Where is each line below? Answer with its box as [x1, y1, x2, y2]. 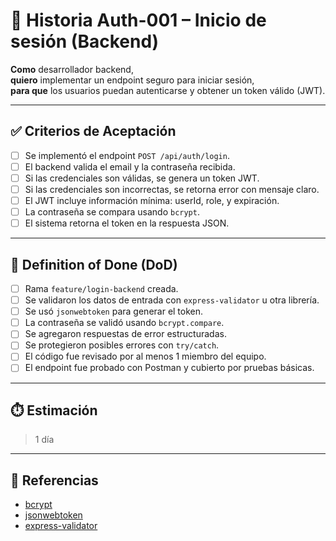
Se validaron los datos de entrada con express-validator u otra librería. [24, 294, 320, 306]
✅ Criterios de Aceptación [10, 123, 177, 140]
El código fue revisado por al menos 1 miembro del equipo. [24, 350, 267, 363]
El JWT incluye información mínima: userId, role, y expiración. [24, 195, 280, 206]
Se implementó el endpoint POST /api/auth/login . [24, 149, 230, 161]
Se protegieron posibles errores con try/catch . [24, 339, 220, 351]
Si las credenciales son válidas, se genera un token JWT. [24, 172, 260, 184]
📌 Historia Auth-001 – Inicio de [10, 9, 267, 32]
